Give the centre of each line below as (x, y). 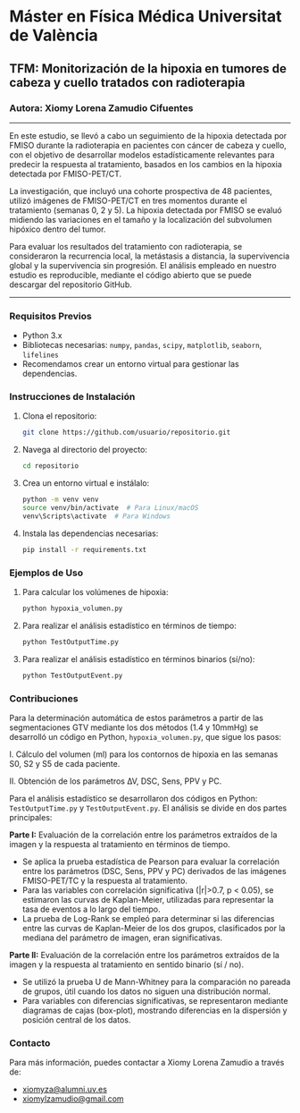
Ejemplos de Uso (46, 573)
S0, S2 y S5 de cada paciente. (65, 763)
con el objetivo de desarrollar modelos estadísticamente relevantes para (142, 155)
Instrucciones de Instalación (72, 397)
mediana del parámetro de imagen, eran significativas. (122, 938)
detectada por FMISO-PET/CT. (66, 174)
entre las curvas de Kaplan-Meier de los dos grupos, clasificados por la (154, 928)
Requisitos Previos (50, 316)
